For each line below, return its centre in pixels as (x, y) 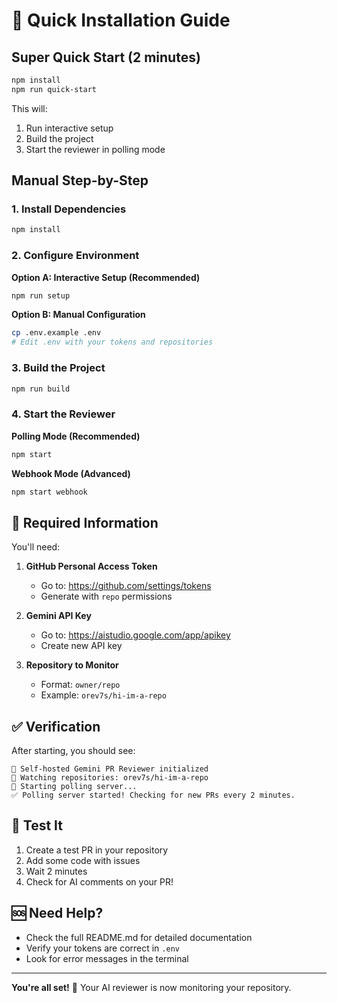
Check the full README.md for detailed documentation (139, 937)
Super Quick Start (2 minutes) (106, 57)
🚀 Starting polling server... (74, 787)
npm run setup (41, 295)
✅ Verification (56, 726)
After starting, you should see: (73, 751)
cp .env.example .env (56, 333)
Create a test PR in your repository (97, 850)
